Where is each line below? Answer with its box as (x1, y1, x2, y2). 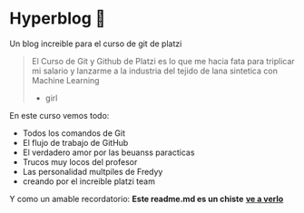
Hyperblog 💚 (9, 8, 106, 29)
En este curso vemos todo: (9, 110, 110, 121)
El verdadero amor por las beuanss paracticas (22, 147, 195, 158)
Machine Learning (31, 74, 100, 85)
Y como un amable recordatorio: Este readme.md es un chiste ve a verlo (9, 193, 284, 204)
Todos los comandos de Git (22, 127, 125, 139)
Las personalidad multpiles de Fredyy (22, 166, 163, 177)
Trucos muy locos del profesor (22, 156, 138, 167)
